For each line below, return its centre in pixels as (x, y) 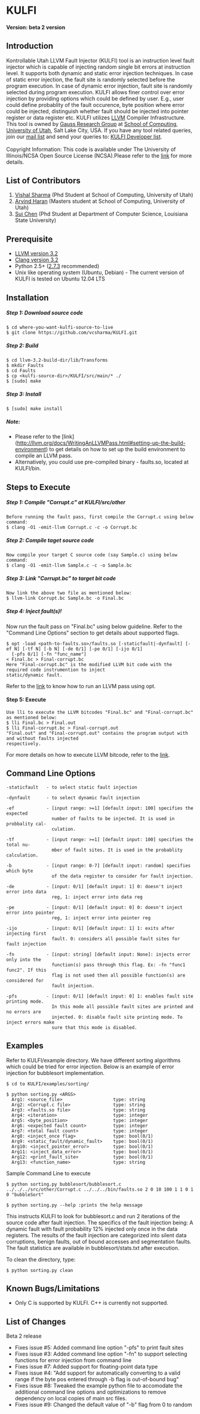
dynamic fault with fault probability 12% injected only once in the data (92, 1229)
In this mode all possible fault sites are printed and (123, 1006)
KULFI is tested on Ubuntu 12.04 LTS (60, 279)
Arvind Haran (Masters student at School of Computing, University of (100, 201)
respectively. (24, 744)
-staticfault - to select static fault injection (72, 787)
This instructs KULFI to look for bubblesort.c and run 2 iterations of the (93, 1216)
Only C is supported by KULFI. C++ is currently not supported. (92, 1303)
